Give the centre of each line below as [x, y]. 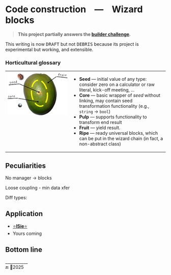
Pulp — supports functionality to [113, 117]
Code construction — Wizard [74, 9]
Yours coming [27, 234]
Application [24, 214]
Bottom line [24, 249]
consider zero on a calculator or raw [117, 84]
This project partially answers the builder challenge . [74, 34]
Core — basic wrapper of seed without [120, 95]
